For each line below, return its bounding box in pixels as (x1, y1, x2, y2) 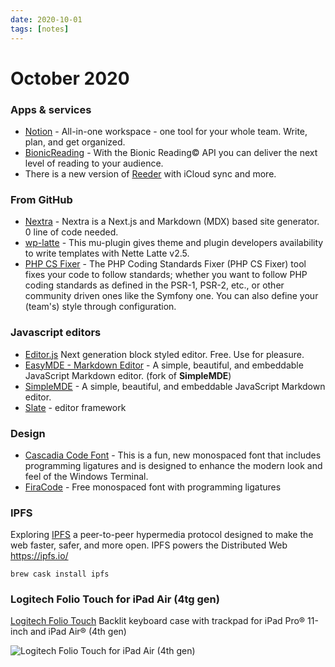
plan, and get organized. (24, 136, 126, 148)
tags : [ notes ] (10, 24, 70, 34)
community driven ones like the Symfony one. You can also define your (24, 290, 319, 302)
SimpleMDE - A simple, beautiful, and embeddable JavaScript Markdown (24, 380, 326, 392)
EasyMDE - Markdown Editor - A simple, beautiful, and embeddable (24, 359, 304, 371)
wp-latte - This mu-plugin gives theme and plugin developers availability (24, 237, 324, 249)
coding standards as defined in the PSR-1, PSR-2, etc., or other (24, 279, 285, 291)
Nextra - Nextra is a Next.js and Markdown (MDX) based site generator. (24, 216, 320, 228)
